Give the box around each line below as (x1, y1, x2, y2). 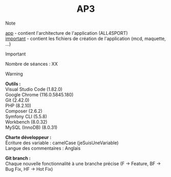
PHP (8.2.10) (5, 102, 32, 108)
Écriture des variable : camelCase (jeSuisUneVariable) (5, 140, 119, 146)
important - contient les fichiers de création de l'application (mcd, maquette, (5, 35, 166, 42)
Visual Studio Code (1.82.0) (5, 86, 63, 92)
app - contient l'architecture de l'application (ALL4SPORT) (5, 30, 128, 36)
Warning (5, 70, 23, 77)
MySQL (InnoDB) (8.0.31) (5, 124, 58, 130)
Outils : (5, 81, 21, 87)
